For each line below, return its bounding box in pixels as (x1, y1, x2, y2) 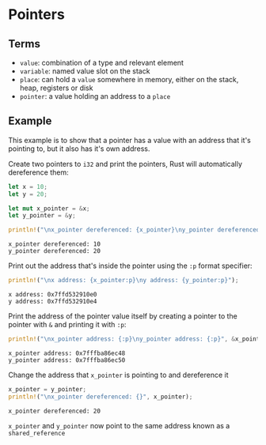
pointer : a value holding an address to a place (19, 92, 171, 100)
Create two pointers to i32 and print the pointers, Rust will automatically (8, 159, 243, 168)
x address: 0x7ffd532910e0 (8, 291, 97, 299)
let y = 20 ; (8, 190, 47, 198)
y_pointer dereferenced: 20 (8, 247, 101, 255)
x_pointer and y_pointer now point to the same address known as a (8, 420, 230, 430)
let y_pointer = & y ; (8, 212, 77, 220)
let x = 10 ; (8, 183, 47, 190)
